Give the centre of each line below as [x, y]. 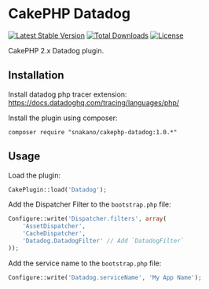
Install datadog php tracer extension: [68, 94]
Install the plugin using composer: [63, 118]
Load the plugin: [35, 175]
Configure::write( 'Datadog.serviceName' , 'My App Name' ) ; [105, 277]
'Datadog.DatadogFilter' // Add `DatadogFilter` [103, 241]
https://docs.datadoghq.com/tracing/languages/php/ [93, 102]
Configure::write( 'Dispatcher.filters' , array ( [88, 219]
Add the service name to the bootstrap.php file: [85, 263]
